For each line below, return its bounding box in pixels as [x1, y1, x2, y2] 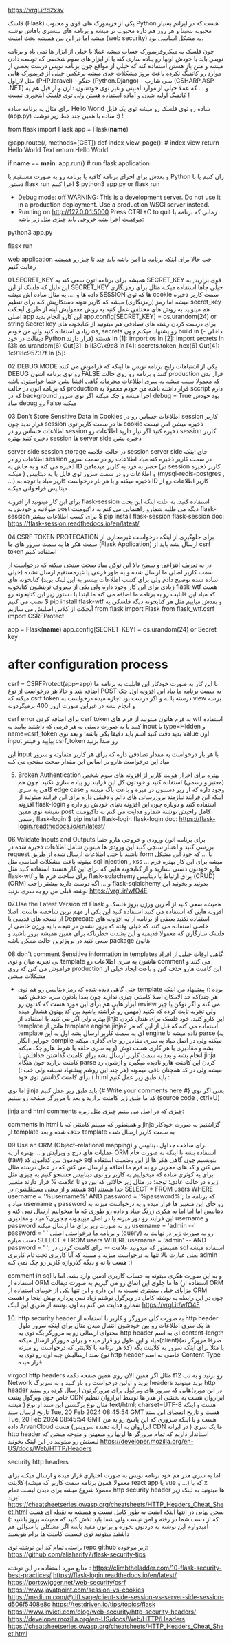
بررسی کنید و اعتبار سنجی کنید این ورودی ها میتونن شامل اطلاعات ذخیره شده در [8, 842, 214, 851]
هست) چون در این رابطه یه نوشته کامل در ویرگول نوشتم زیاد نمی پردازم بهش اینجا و [8, 1293, 224, 1301]
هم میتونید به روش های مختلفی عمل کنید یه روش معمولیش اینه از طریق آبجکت [8, 305, 210, 313]
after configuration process [8, 657, 168, 672]
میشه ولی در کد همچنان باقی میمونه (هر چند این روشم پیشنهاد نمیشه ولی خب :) [17, 1065, 223, 1074]
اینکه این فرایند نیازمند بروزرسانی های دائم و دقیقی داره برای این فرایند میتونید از [17, 792, 223, 801]
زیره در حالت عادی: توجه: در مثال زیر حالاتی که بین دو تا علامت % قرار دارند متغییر [8, 1177, 219, 1185]
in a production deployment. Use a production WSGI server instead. [17, 200, 210, 209]
